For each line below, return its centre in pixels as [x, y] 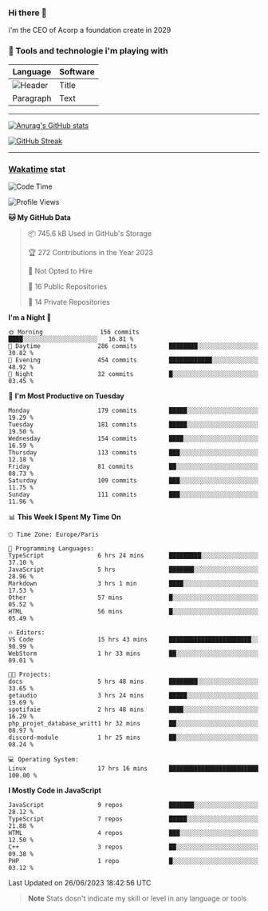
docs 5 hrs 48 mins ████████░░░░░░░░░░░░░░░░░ [134, 681]
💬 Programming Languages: [51, 548]
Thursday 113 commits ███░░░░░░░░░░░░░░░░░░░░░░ [134, 452]
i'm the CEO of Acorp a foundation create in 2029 [90, 30]
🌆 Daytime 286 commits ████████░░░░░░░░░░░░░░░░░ [134, 346]
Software [77, 71]
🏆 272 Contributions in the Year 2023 [91, 252]
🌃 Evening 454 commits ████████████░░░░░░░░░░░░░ [134, 360]
